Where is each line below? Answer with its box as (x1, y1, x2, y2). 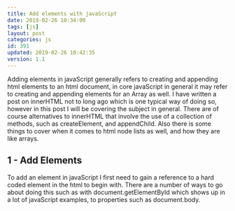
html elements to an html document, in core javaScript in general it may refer (7, 82, 228, 91)
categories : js (7, 36, 52, 43)
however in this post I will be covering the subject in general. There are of (7, 104, 219, 112)
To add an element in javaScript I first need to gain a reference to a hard (7, 173, 215, 182)
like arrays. (7, 134, 39, 143)
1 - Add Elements (7, 154, 83, 166)
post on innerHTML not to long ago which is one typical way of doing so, (7, 97, 217, 105)
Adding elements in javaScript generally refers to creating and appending (7, 75, 218, 83)
